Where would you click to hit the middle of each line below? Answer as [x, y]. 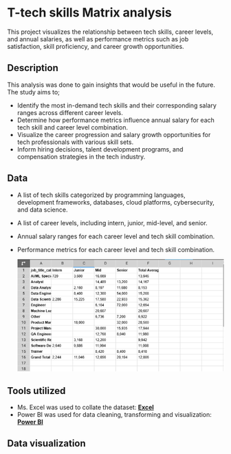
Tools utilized [36, 391]
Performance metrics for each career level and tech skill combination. [116, 249]
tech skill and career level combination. [73, 127]
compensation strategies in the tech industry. [81, 156]
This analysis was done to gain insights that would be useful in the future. [111, 85]
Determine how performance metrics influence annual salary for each [116, 120]
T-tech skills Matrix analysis [89, 13]
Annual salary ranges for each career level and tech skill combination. [116, 236]
